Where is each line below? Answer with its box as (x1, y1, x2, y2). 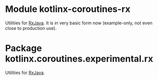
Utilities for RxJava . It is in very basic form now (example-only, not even (5, 20, 153, 26)
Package (5, 43, 42, 54)
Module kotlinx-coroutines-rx (5, 3, 131, 15)
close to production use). (5, 25, 57, 31)
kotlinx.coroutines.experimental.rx (5, 53, 154, 65)
